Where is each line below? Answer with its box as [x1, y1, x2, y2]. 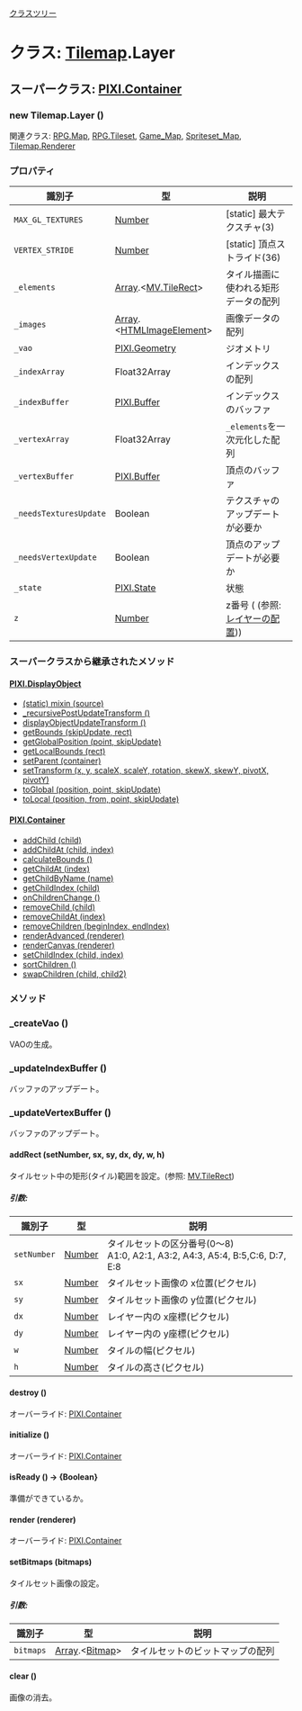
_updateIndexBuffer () [9, 1061, 108, 1074]
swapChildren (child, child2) [22, 968, 128, 979]
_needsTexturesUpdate [13, 509, 106, 519]
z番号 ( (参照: [226, 599, 281, 612]
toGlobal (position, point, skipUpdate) [22, 784, 162, 795]
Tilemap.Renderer [9, 140, 76, 151]
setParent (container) [22, 755, 102, 767]
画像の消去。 [9, 1691, 57, 1703]
